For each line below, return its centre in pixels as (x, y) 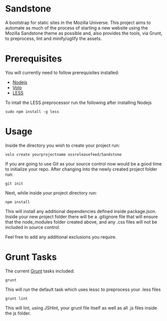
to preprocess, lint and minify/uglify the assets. (53, 38)
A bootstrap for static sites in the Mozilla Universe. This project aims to (78, 22)
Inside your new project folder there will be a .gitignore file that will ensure (81, 216)
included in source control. (33, 227)
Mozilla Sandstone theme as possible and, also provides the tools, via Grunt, (84, 33)
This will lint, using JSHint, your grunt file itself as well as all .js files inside (81, 307)
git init (14, 183)
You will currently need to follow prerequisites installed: (62, 72)
